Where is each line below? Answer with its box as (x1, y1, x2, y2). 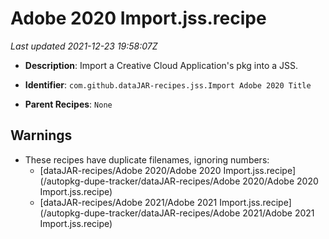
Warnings (10, 127, 73, 144)
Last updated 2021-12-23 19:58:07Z (10, 40, 158, 52)
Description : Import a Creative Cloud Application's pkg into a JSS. (24, 59, 299, 71)
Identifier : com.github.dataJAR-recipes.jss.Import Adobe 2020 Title (24, 78, 312, 91)
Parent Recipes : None (24, 98, 113, 110)
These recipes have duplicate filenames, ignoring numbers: (24, 153, 270, 166)
